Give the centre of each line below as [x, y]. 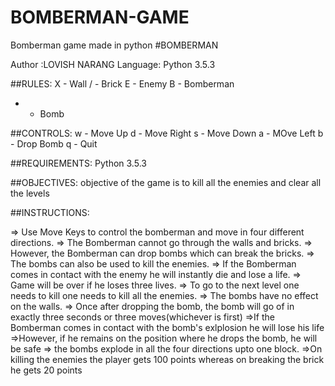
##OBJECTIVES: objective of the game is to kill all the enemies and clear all [166, 182]
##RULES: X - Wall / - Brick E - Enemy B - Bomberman [122, 83]
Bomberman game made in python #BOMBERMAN [114, 45]
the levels [30, 193]
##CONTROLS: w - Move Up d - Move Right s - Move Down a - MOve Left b [167, 133]
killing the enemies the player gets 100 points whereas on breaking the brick [167, 359]
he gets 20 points [46, 370]
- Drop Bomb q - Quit [54, 143]
